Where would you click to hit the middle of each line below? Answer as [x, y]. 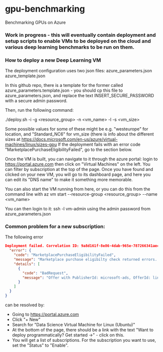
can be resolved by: [25, 305]
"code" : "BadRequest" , [45, 273]
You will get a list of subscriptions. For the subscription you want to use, [84, 340]
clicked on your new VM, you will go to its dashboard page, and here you [78, 175]
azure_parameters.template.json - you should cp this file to [64, 90]
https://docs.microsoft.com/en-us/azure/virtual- [70, 139]
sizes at [13, 139]
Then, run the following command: [39, 110]
